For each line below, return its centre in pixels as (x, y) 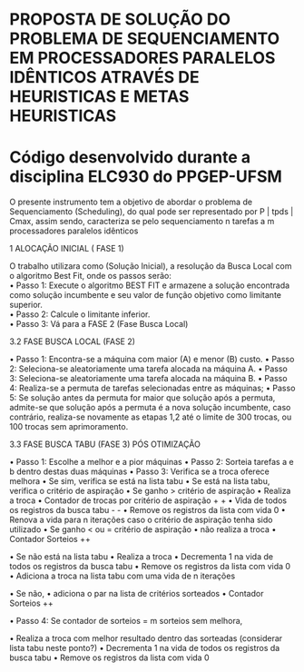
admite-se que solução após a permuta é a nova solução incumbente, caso (150, 408)
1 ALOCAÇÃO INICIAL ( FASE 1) (67, 249)
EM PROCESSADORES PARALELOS (142, 58)
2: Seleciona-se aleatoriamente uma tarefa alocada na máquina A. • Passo (148, 369)
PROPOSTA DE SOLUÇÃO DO (120, 20)
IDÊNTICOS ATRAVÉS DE (104, 78)
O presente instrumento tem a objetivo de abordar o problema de (131, 202)
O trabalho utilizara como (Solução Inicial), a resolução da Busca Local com (151, 266)
